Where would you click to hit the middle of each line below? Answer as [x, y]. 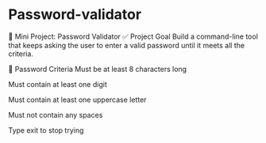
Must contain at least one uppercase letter [77, 100]
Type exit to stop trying [46, 130]
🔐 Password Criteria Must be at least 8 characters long [98, 69]
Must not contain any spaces [56, 115]
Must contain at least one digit [58, 84]
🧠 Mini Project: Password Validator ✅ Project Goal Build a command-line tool [133, 36]
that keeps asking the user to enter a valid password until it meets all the [126, 45]
